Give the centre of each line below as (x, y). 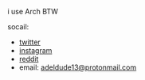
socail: (18, 27)
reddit (29, 59)
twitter (29, 42)
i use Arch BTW (33, 11)
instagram (35, 50)
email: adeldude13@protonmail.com (78, 67)
